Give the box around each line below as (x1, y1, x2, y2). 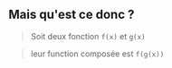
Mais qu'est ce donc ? (8, 7, 135, 22)
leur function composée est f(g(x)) (30, 48, 165, 59)
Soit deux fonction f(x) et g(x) (30, 30, 146, 41)
